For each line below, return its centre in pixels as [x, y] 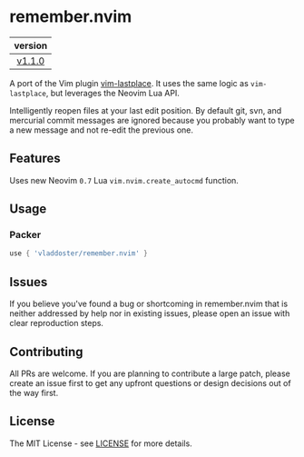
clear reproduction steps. [57, 323]
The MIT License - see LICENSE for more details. [101, 443]
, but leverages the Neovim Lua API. [113, 93]
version [31, 45]
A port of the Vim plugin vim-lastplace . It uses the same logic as [129, 83]
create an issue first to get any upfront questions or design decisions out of [151, 382]
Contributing [46, 352]
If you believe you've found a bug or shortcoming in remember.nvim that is [149, 304]
